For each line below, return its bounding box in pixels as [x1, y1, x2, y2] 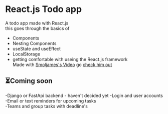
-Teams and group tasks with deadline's [5, 103, 88, 109]
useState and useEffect [12, 45, 61, 51]
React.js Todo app [5, 3, 82, 15]
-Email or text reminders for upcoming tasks [5, 97, 96, 103]
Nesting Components [12, 40, 57, 46]
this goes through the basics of [5, 25, 70, 31]
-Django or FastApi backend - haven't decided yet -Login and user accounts [5, 92, 163, 98]
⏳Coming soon [5, 76, 53, 85]
